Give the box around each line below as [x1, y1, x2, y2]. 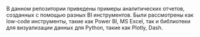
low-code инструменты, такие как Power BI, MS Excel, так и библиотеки [6, 18, 191, 24]
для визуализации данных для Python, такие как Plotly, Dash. [6, 24, 163, 31]
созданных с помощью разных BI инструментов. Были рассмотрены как [6, 11, 194, 18]
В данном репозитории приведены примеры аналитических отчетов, [6, 5, 185, 12]
